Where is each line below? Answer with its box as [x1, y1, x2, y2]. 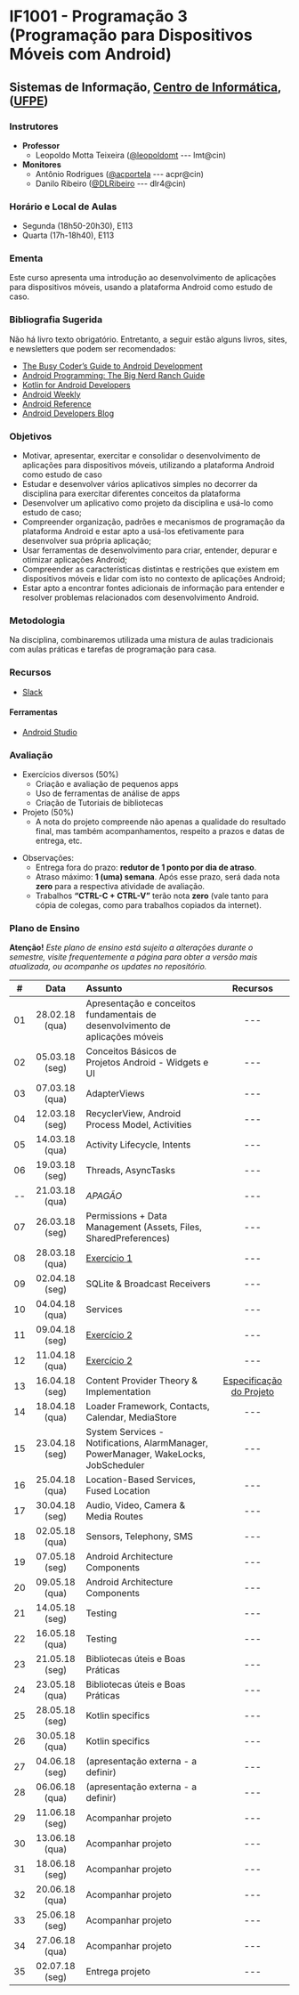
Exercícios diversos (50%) [21, 769, 119, 780]
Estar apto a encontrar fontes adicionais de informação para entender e [21, 583, 285, 594]
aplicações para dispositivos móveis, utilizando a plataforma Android [21, 460, 275, 471]
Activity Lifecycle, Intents [85, 1139, 191, 1151]
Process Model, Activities [85, 1119, 192, 1131]
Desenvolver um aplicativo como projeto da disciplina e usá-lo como [21, 498, 274, 508]
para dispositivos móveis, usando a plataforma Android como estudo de [9, 282, 273, 293]
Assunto [85, 982, 123, 994]
